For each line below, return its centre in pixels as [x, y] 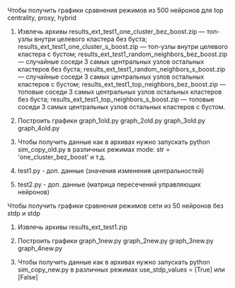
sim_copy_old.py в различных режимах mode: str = [94, 149]
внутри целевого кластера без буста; [91, 39]
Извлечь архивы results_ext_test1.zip [72, 227]
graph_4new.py [40, 248]
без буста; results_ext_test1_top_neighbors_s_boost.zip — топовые [116, 99]
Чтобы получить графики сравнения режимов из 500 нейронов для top [116, 10]
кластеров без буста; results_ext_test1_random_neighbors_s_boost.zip [121, 69]
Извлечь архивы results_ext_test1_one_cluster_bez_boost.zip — [111, 32]
